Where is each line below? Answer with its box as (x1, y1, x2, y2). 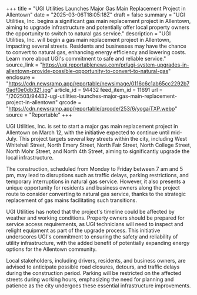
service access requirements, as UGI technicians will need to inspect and (6, 221, 183, 227)
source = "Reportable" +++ (6, 111, 72, 118)
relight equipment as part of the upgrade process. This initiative (6, 227, 161, 234)
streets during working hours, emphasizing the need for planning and (6, 276, 174, 283)
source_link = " (6, 61, 43, 68)
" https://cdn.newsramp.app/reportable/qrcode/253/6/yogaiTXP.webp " (6, 105, 178, 112)
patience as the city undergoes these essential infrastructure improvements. (6, 282, 191, 289)
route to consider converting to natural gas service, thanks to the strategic (6, 191, 186, 197)
